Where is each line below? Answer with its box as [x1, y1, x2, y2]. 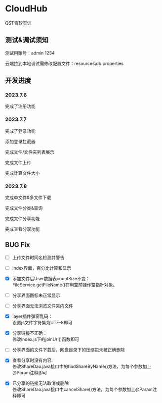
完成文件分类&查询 [5, 205, 43, 211]
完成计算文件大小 [5, 170, 40, 176]
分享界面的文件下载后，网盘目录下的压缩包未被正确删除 [12, 347, 125, 353]
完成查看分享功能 [5, 226, 40, 232]
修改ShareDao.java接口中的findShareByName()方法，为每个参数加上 [12, 363, 152, 369]
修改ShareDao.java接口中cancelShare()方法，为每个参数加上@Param [12, 387, 153, 393]
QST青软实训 [5, 20, 32, 26]
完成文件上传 [5, 159, 31, 165]
